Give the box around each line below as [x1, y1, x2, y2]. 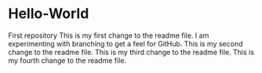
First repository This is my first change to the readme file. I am [8, 31, 209, 40]
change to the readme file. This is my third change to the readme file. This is [8, 47, 255, 57]
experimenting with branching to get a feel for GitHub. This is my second [8, 38, 243, 48]
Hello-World [8, 5, 89, 23]
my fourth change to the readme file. [8, 56, 127, 65]
